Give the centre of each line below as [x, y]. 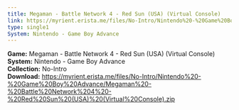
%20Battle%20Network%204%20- [59, 92]
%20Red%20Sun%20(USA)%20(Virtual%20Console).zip [91, 99]
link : [15, 21]
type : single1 [28, 27]
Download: [24, 77]
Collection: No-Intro [37, 69]
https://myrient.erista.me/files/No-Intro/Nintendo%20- [121, 77]
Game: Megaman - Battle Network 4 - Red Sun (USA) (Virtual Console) [111, 54]
